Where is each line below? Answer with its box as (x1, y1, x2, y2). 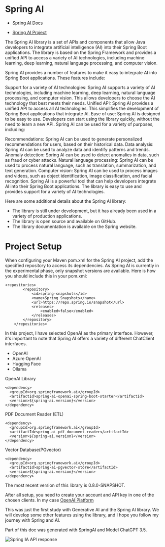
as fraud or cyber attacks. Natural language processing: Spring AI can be (5, 157, 154, 163)
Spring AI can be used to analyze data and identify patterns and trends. (5, 146, 150, 152)
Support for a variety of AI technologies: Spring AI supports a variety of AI (5, 84, 155, 90)
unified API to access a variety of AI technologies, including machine (5, 54, 145, 60)
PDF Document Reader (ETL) (5, 411, 64, 417)
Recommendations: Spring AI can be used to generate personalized (5, 136, 143, 142)
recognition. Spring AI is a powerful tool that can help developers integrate (5, 178, 157, 184)
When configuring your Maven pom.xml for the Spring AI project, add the (5, 257, 154, 263)
